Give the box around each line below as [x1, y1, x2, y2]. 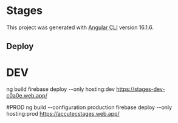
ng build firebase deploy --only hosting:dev [6, 85, 115, 93]
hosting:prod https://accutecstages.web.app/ [6, 110, 120, 118]
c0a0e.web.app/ [6, 92, 47, 99]
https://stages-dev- [116, 85, 165, 93]
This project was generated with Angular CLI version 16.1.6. [6, 24, 154, 31]
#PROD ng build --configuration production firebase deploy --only [6, 104, 172, 111]
